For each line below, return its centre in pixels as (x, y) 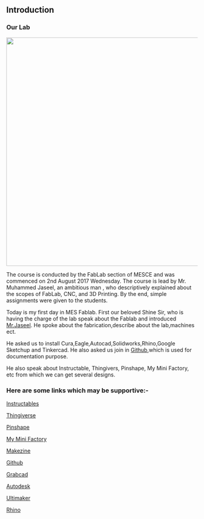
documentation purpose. (37, 356)
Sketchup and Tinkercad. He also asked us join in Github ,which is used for (99, 350)
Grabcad (17, 474)
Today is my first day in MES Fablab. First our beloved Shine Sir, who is (95, 312)
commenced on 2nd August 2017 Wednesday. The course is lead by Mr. (96, 281)
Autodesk (18, 486)
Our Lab (18, 27)
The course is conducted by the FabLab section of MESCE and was (90, 274)
